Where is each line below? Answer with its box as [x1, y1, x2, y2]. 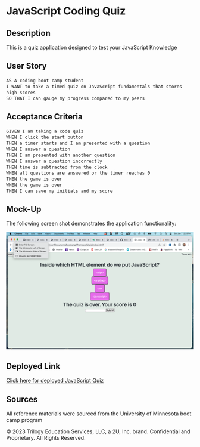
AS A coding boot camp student [6, 78, 84, 84]
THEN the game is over [6, 176, 62, 182]
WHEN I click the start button [6, 134, 84, 140]
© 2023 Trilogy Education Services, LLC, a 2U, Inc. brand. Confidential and [6, 428, 190, 435]
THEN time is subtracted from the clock [6, 164, 108, 170]
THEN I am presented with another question [6, 152, 116, 158]
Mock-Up [6, 204, 42, 214]
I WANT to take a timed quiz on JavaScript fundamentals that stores [6, 84, 183, 90]
